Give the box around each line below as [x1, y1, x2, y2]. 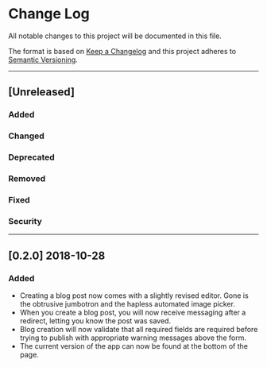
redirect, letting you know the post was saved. [19, 315, 172, 326]
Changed [8, 130, 45, 141]
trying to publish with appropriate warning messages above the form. [19, 333, 246, 342]
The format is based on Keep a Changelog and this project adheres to [8, 46, 237, 56]
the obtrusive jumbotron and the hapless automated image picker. [19, 299, 236, 308]
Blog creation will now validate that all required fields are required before [19, 324, 258, 334]
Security [8, 215, 42, 226]
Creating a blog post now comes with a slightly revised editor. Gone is [19, 291, 249, 300]
